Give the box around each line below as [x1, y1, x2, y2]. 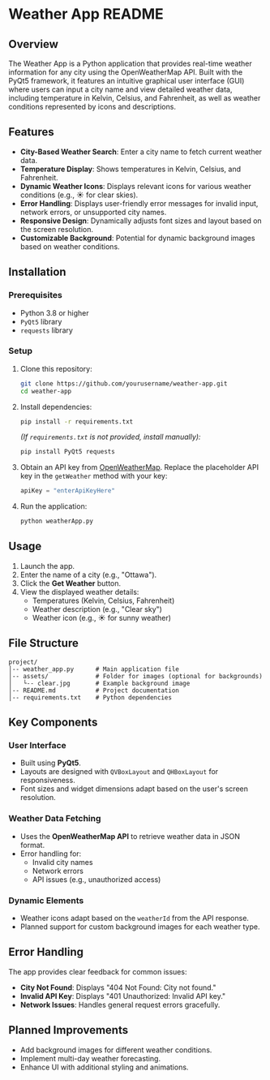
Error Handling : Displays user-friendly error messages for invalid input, [19, 198, 259, 208]
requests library [19, 325, 73, 335]
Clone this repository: [19, 364, 92, 373]
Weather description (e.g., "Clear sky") [32, 604, 162, 613]
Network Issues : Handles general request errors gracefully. [19, 1000, 221, 1009]
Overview [8, 37, 59, 51]
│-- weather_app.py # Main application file [8, 665, 180, 673]
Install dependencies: [19, 402, 92, 411]
